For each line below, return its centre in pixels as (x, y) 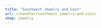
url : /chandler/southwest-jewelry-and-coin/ (51, 14)
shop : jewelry (19, 18)
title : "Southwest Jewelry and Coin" (43, 9)
